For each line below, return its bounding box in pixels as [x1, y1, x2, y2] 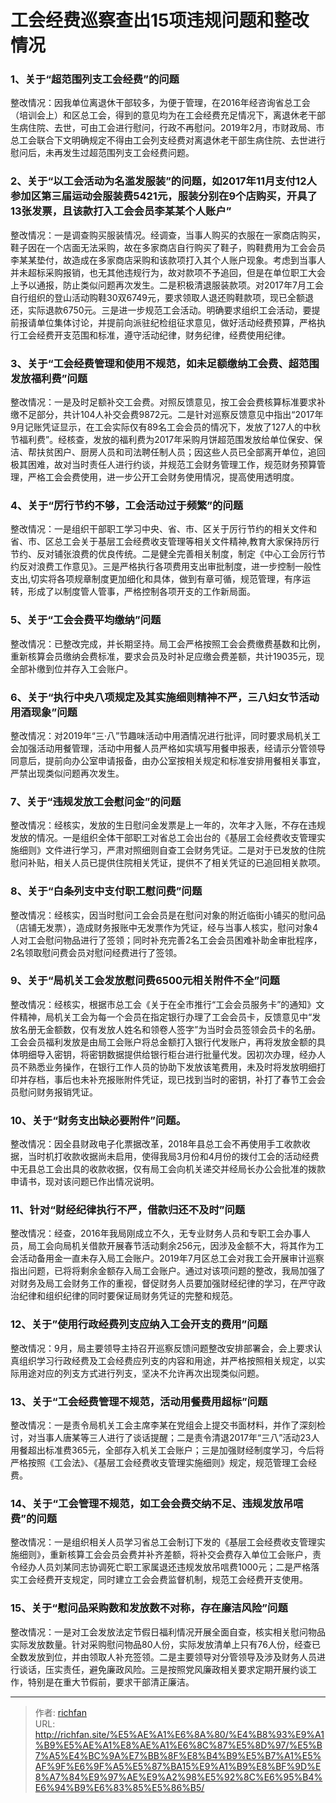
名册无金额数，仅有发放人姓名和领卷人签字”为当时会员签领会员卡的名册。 [18, 1023, 322, 1035]
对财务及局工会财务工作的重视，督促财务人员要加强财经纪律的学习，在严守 [10, 1277, 317, 1290]
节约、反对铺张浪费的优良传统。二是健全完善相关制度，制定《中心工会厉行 [10, 548, 317, 560]
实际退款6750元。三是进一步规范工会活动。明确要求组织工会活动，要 [27, 304, 312, 316]
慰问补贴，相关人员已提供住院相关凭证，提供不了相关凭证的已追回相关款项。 [10, 857, 326, 869]
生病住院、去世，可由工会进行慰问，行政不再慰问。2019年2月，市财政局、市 [10, 122, 325, 134]
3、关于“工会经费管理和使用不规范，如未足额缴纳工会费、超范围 [10, 356, 320, 370]
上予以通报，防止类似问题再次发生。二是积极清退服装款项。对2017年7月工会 [10, 279, 324, 291]
